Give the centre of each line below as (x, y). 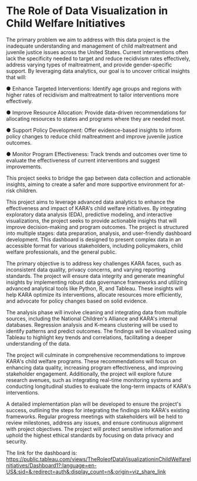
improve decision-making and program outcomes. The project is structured (97, 227)
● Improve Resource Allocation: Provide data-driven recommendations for (96, 112)
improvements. (24, 167)
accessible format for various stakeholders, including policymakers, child (95, 246)
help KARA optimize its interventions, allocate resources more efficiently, (94, 294)
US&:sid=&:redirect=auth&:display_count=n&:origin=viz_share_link (86, 472)
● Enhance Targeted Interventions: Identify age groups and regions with (94, 88)
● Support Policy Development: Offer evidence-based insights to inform (94, 130)
